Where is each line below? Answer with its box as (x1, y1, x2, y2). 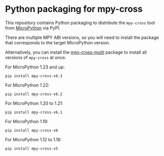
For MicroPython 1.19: (5, 118, 49, 124)
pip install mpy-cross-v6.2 (5, 92, 63, 96)
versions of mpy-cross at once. (5, 54, 66, 60)
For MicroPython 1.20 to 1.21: (5, 100, 64, 106)
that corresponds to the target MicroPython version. (5, 39, 110, 45)
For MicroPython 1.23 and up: (5, 64, 65, 70)
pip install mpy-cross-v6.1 (5, 110, 63, 115)
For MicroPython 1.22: (5, 82, 50, 88)
